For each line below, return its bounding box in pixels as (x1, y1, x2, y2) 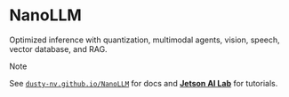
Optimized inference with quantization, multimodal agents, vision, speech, (9, 34, 280, 45)
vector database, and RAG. (9, 43, 108, 54)
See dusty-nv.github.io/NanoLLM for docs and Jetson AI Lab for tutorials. (9, 78, 278, 88)
